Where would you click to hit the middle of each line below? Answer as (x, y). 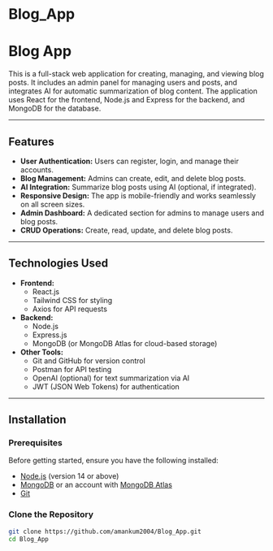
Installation (37, 420)
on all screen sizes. (52, 204)
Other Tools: (41, 352)
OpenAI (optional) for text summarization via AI (111, 378)
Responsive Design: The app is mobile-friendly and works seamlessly (138, 195)
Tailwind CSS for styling (72, 300)
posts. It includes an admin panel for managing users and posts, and (123, 83)
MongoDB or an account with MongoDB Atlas (96, 485)
